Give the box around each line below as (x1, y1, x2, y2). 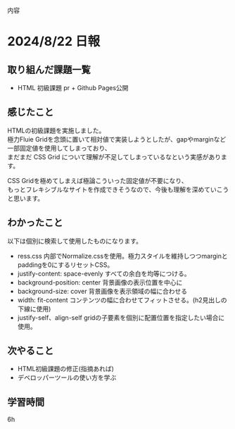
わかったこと (7, 217, 63, 229)
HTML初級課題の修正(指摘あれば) (17, 365, 115, 373)
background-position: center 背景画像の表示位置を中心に (17, 278, 183, 287)
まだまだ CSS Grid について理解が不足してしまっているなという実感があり (7, 152, 222, 161)
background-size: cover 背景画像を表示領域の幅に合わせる (17, 287, 188, 295)
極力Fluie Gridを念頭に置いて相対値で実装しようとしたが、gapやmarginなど (7, 135, 227, 143)
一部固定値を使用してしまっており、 (7, 144, 111, 152)
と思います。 (7, 194, 44, 202)
